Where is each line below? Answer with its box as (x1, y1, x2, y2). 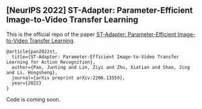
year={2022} (11, 80, 42, 86)
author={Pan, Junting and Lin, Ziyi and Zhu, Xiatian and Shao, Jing (11, 64, 190, 70)
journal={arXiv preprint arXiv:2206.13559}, (11, 75, 125, 81)
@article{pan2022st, (6, 49, 58, 54)
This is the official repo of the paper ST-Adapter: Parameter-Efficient (6, 31, 177, 38)
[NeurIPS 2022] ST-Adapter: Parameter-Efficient (6, 5, 193, 16)
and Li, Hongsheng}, (6, 69, 58, 75)
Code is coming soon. (6, 96, 61, 103)
